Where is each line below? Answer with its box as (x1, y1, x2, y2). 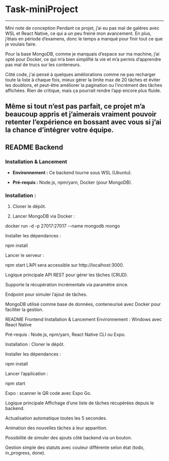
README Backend (5, 143, 63, 151)
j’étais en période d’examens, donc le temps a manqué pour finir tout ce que (5, 35, 163, 41)
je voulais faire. (5, 41, 37, 47)
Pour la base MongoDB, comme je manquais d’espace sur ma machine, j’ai (5, 50, 160, 57)
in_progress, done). (5, 450, 46, 456)
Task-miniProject (5, 4, 78, 15)
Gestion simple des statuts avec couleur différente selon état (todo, (5, 444, 145, 450)
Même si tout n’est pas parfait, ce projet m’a (5, 102, 145, 111)
